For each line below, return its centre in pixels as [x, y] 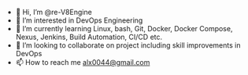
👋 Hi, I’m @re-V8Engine [54, 12]
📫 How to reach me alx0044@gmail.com [83, 62]
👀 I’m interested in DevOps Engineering [79, 20]
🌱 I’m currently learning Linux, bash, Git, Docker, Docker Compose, [124, 29]
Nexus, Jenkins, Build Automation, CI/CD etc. [89, 37]
